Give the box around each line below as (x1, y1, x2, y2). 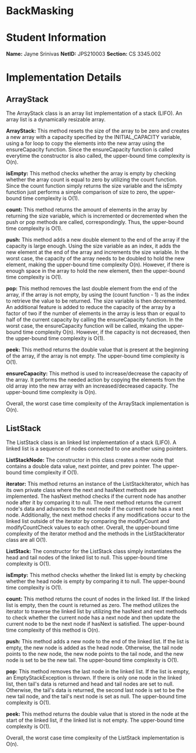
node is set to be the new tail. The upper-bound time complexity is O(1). (6, 656, 179, 663)
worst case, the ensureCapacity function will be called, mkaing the (6, 323, 167, 330)
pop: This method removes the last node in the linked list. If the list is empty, (6, 667, 190, 675)
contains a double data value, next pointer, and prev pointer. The (6, 462, 162, 470)
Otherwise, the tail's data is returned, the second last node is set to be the (6, 686, 184, 693)
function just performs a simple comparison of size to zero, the (6, 189, 158, 196)
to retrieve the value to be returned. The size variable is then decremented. (6, 297, 187, 304)
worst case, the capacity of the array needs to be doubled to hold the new (6, 255, 185, 262)
